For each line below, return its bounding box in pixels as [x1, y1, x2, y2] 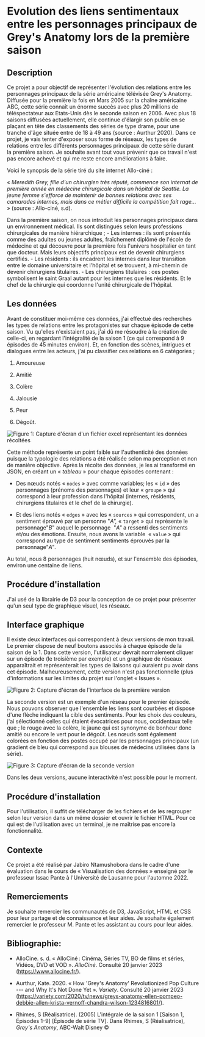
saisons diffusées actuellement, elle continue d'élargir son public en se [7, 116, 185, 123]
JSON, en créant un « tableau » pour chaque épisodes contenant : [7, 468, 174, 475]
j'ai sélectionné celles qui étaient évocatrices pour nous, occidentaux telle [7, 718, 193, 725]
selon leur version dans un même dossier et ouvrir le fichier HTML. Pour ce [7, 814, 196, 822]
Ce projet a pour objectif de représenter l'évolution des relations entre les [7, 84, 192, 91]
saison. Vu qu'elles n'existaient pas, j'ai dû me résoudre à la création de [7, 328, 187, 335]
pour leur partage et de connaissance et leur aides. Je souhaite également [7, 914, 195, 922]
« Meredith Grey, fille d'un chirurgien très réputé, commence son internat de [7, 179, 198, 185]
